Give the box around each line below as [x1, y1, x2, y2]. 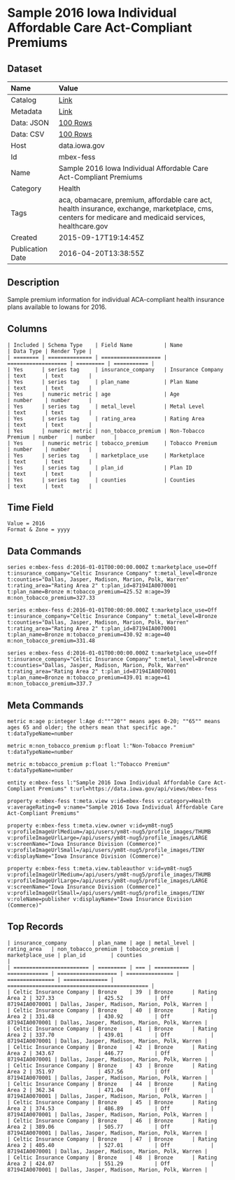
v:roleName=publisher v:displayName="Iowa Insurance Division [7, 896, 192, 903]
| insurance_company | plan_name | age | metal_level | [7, 939, 196, 947]
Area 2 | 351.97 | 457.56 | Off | [7, 1068, 215, 1075]
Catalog [10, 95, 37, 104]
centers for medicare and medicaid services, [58, 212, 206, 222]
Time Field [7, 502, 54, 514]
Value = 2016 [7, 520, 45, 527]
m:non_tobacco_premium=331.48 [7, 638, 96, 645]
